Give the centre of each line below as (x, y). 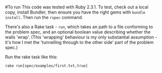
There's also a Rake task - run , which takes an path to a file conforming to (79, 27)
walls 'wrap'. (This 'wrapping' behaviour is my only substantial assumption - (81, 37)
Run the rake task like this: (31, 57)
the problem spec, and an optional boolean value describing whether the (78, 32)
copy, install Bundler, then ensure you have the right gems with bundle (75, 12)
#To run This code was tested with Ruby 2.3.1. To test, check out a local (77, 7)
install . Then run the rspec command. (44, 17)
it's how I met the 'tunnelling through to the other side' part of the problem (80, 42)
